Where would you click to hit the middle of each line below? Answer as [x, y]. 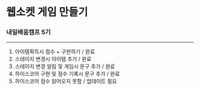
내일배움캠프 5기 [29, 32]
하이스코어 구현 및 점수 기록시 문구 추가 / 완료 [67, 74]
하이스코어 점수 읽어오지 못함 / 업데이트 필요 [66, 81]
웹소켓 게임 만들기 [47, 12]
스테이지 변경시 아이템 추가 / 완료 [53, 59]
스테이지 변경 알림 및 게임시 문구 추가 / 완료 [65, 66]
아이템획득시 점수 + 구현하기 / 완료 [55, 52]
